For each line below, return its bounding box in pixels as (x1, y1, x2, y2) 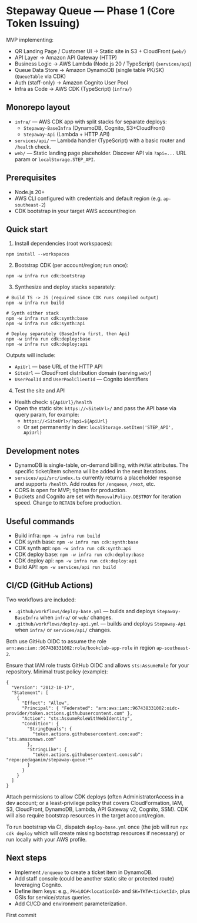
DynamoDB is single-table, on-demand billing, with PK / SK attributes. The (14, 461, 189, 469)
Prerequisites (6, 173, 56, 183)
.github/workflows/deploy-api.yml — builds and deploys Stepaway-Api (14, 620, 186, 627)
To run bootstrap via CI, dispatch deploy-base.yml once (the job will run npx (6, 823, 188, 830)
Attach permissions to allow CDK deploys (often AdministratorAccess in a (6, 793, 184, 800)
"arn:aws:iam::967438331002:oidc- (95, 705, 181, 711)
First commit (6, 911, 36, 918)
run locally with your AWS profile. (6, 836, 87, 843)
